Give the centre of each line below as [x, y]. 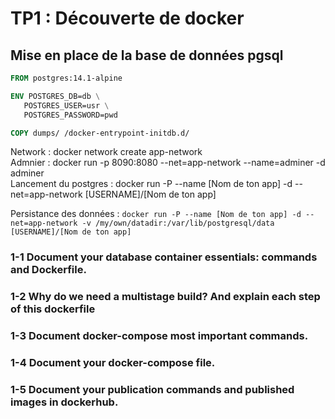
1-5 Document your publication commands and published [152, 389]
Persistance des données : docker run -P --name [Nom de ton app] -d [156, 214]
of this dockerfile [53, 309]
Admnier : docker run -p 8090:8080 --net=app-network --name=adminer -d [168, 163]
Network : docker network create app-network [106, 152]
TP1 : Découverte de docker [127, 18]
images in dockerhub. [64, 402]
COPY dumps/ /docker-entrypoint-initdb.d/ [100, 133]
